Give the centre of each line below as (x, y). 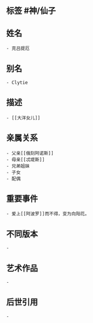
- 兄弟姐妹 (18, 166)
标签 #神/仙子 (31, 11)
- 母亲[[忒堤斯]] (25, 159)
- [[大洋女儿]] (23, 118)
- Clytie (17, 83)
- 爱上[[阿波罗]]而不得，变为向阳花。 (48, 214)
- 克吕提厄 (18, 49)
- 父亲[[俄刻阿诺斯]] (30, 153)
